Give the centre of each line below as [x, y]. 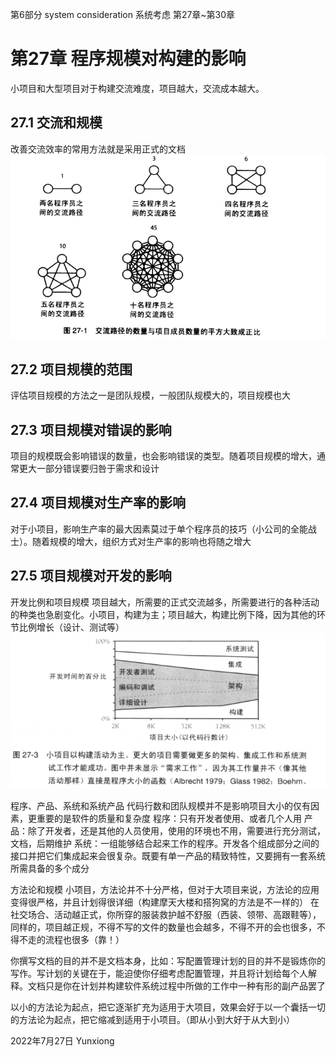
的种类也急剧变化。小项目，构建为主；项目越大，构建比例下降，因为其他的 [163, 614]
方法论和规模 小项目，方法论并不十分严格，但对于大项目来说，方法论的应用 [165, 890]
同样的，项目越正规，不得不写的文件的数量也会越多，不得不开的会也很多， [163, 927]
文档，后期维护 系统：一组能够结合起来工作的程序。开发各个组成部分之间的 [165, 844]
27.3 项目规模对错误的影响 [91, 429]
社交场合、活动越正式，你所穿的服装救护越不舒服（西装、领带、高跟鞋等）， [166, 915]
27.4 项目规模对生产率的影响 [98, 503]
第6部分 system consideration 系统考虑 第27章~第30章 [123, 14]
